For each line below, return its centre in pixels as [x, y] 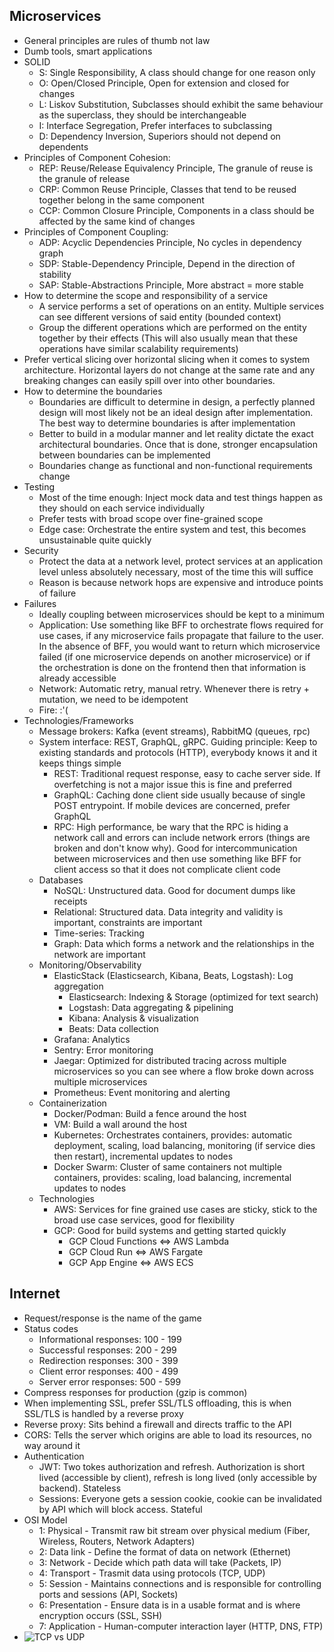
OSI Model [45, 1520]
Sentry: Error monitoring [103, 1050]
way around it [52, 1445]
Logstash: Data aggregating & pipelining [151, 1007]
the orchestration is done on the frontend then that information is [172, 667]
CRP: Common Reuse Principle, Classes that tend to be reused [167, 189]
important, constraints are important [128, 922]
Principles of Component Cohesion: [97, 157]
